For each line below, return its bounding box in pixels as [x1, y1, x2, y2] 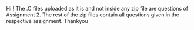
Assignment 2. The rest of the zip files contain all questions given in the [6, 11, 179, 18]
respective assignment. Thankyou [6, 18, 88, 24]
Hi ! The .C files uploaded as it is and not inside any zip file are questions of [6, 5, 189, 12]
